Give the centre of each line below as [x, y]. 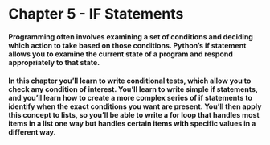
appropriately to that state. [54, 62]
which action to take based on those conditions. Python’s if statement [127, 45]
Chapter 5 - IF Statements [96, 14]
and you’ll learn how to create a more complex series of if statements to [131, 98]
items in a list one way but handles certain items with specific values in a [132, 124]
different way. [32, 132]
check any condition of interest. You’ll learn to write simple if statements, [133, 89]
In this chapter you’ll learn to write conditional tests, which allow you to [130, 81]
